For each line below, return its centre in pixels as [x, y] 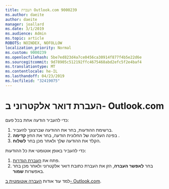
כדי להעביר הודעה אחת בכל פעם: [37, 120]
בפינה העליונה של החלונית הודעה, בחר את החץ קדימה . [66, 135]
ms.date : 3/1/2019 [25, 29]
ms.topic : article [25, 39]
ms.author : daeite [25, 15]
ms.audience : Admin [26, 34]
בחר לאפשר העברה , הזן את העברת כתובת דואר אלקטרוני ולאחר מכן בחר [83, 166]
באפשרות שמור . [28, 171]
